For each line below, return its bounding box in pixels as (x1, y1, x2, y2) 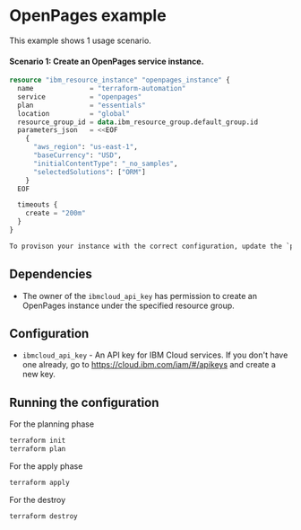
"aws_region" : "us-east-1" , (32, 143, 139, 152)
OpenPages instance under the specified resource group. (21, 300, 235, 311)
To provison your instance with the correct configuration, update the (9, 242, 282, 251)
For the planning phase (9, 419, 95, 429)
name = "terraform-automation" (17, 84, 186, 93)
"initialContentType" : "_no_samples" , (32, 159, 178, 168)
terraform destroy (9, 511, 78, 521)
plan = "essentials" (17, 101, 146, 110)
